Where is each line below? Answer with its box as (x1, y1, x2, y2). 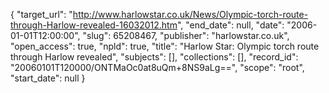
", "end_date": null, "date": (176, 19, 285, 31)
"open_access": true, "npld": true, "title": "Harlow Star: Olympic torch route (10, 40, 320, 52)
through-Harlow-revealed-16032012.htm (10, 19, 178, 31)
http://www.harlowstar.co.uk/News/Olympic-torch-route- (72, 9, 309, 20)
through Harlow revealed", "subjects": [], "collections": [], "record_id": (10, 51, 299, 63)
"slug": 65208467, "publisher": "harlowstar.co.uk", (82, 30, 290, 41)
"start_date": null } (10, 72, 86, 84)
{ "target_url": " (10, 9, 73, 20)
